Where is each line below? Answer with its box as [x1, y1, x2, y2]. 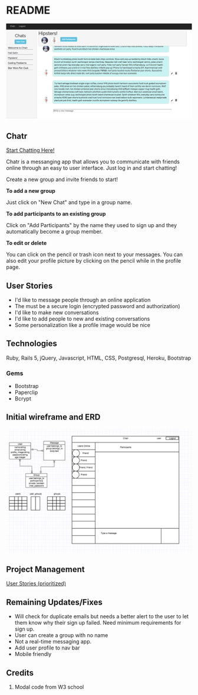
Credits [6, 668, 34, 678]
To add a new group [6, 188, 56, 195]
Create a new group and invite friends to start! [6, 176, 118, 183]
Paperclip [14, 389, 38, 396]
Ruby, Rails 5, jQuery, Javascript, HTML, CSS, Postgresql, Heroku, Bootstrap [6, 354, 192, 361]
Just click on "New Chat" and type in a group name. [6, 199, 133, 206]
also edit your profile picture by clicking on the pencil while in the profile [6, 257, 181, 264]
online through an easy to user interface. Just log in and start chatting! [6, 164, 177, 172]
